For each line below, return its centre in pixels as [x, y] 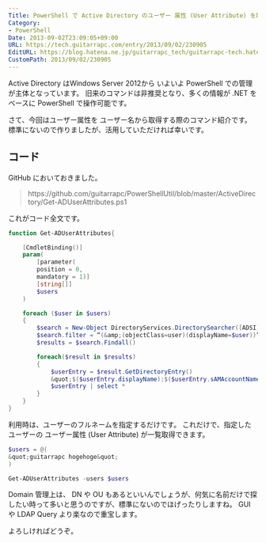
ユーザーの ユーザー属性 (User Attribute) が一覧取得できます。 [109, 434]
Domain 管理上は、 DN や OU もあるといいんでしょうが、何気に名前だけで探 [133, 495]
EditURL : [23, 52]
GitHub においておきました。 [55, 177]
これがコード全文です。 [46, 218]
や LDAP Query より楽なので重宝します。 [75, 515]
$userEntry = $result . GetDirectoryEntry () [122, 372]
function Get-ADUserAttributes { [61, 233]
